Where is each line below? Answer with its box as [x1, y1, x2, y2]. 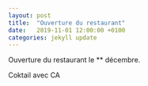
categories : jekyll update [8, 33, 97, 42]
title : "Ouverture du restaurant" [8, 19, 126, 27]
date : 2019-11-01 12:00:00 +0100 [8, 26, 126, 34]
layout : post [8, 11, 51, 20]
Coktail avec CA [8, 70, 61, 80]
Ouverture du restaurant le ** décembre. [8, 55, 141, 65]
